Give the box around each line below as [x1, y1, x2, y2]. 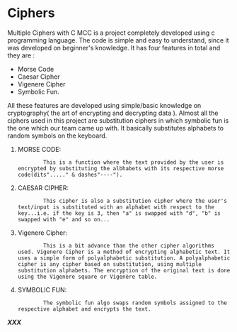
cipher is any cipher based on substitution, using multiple [17, 260, 202, 267]
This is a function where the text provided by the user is [43, 158, 224, 166]
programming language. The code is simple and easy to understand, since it [7, 35, 229, 44]
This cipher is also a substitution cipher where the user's [43, 197, 228, 204]
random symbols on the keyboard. [7, 131, 108, 140]
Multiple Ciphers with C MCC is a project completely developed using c [7, 28, 215, 37]
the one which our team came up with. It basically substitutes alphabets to [7, 123, 224, 132]
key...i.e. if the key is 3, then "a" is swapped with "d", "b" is [17, 209, 221, 217]
